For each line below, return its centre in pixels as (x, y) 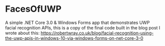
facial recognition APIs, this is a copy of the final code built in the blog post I (83, 27)
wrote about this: (22, 33)
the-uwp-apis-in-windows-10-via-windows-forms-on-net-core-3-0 (74, 38)
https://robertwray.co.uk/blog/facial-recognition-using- (97, 33)
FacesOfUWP (33, 9)
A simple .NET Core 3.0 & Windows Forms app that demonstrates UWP (78, 23)
